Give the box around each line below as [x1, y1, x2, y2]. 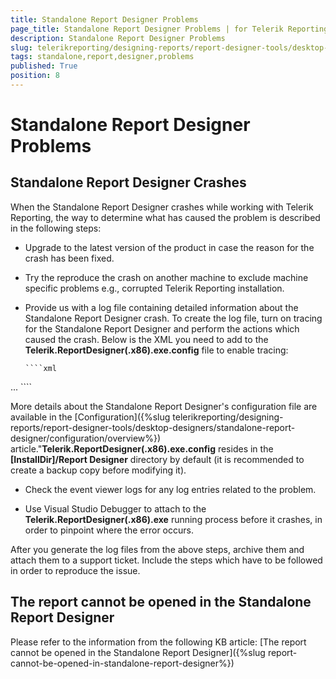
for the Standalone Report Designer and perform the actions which [24, 322, 300, 335]
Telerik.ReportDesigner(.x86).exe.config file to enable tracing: [24, 344, 289, 356]
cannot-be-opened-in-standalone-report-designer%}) [10, 657, 235, 669]
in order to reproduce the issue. [10, 564, 141, 576]
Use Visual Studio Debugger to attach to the [24, 502, 207, 515]
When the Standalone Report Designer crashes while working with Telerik [10, 201, 314, 213]
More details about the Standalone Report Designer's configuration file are [10, 400, 318, 412]
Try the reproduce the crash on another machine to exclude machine [24, 271, 309, 283]
